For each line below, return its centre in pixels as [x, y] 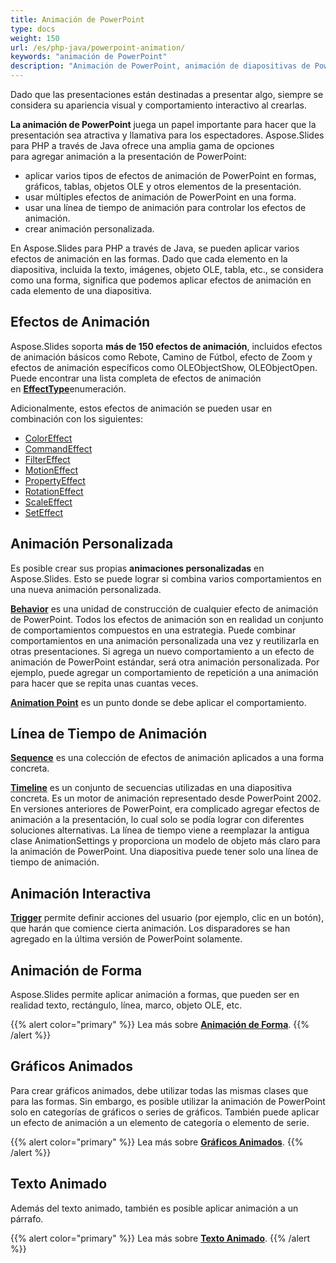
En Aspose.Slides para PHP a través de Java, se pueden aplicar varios [155, 248]
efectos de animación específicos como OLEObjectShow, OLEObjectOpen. [164, 367]
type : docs [33, 29]
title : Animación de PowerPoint [77, 19]
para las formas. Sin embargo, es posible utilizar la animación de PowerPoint [168, 1101]
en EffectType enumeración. [68, 388]
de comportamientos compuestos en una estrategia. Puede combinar [153, 630]
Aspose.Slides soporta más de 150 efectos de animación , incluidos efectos [166, 346]
